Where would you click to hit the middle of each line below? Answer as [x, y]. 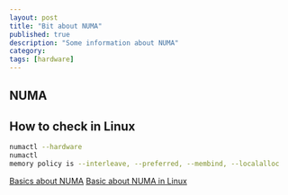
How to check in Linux [72, 126]
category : [28, 51]
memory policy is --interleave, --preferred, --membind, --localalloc [144, 164]
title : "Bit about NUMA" [56, 26]
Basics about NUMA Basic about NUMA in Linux [98, 181]
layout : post [34, 18]
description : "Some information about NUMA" [94, 43]
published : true [40, 34]
